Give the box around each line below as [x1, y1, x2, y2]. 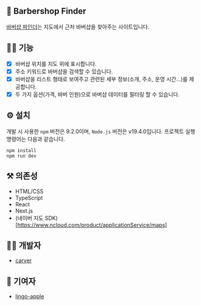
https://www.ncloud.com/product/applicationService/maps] [17, 221, 167, 228]
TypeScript [15, 194, 43, 202]
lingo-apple [15, 293, 44, 300]
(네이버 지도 [15, 214, 44, 222]
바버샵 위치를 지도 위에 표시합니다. [15, 60, 97, 67]
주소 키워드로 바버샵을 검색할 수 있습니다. [15, 68, 113, 75]
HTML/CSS [15, 188, 44, 195]
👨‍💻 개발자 [6, 240, 41, 250]
